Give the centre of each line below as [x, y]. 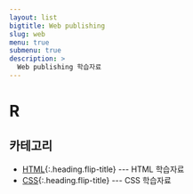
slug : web [28, 34]
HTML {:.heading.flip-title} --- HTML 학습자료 [103, 169]
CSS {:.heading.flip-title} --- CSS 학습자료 [96, 180]
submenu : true [36, 51]
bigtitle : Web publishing [57, 26]
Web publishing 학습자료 [60, 68]
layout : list [33, 17]
